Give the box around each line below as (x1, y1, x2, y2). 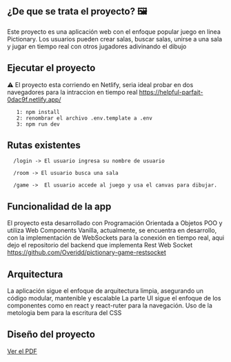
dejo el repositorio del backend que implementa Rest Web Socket (7, 241, 193, 249)
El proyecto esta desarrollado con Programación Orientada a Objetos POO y (7, 219, 223, 227)
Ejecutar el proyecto (7, 62, 96, 74)
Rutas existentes (7, 140, 81, 151)
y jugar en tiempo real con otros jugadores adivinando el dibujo (7, 42, 187, 50)
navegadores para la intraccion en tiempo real (7, 88, 138, 96)
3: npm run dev (16, 120, 60, 128)
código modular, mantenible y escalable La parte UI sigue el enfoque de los (7, 294, 221, 303)
